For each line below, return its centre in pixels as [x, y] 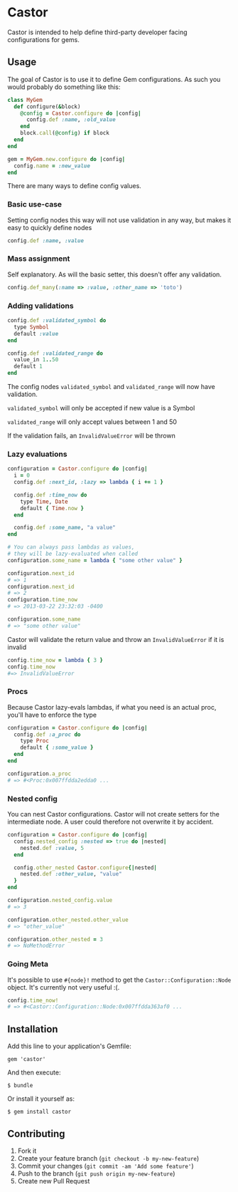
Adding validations [40, 306]
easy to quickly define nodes [50, 227]
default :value [36, 333]
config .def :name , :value [45, 240]
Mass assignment [39, 259]
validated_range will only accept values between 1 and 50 [92, 422]
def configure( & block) [47, 107]
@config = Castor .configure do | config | [81, 113]
